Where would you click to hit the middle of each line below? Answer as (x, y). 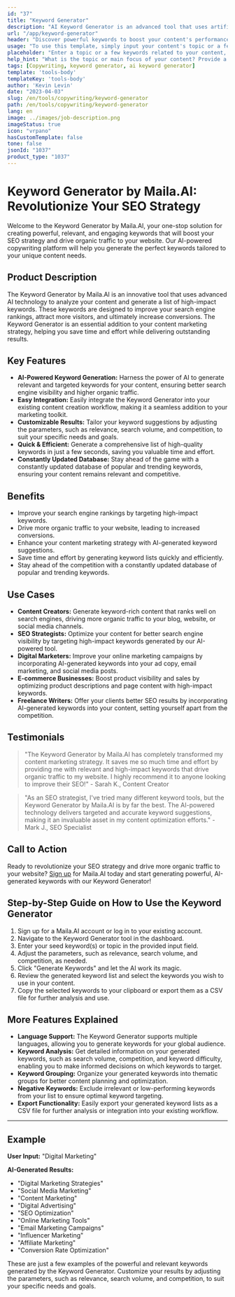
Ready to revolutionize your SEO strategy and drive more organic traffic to (114, 866)
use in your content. (46, 983)
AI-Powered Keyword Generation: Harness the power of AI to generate (121, 378)
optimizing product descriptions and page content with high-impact (115, 686)
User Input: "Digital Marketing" (52, 1156)
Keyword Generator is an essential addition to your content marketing (107, 324)
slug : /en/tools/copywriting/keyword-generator (78, 99)
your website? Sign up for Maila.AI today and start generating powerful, (110, 873)
